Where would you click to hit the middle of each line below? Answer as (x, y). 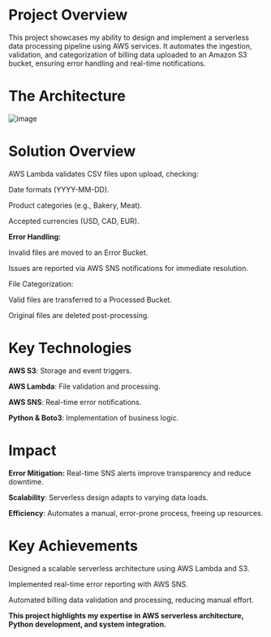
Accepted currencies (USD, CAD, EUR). (74, 221)
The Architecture (67, 96)
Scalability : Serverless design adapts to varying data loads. (108, 497)
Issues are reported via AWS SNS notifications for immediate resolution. (129, 268)
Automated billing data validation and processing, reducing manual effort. (131, 600)
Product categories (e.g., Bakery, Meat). (75, 205)
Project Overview (68, 15)
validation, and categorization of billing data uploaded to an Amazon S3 (128, 54)
